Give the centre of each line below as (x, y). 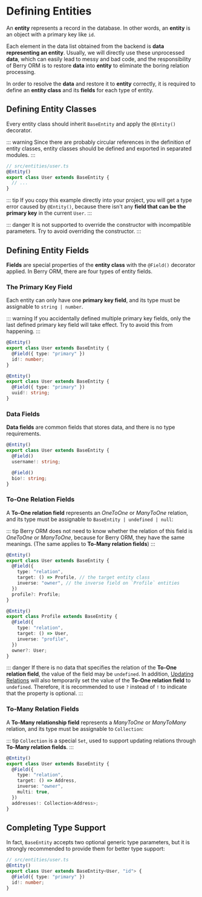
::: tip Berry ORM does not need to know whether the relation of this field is (99, 531)
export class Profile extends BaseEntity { (62, 617)
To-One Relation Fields (41, 500)
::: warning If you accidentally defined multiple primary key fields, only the (99, 318)
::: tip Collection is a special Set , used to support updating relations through (101, 741)
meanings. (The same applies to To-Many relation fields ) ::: (81, 543)
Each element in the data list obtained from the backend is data (85, 46)
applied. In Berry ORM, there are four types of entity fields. (80, 271)
